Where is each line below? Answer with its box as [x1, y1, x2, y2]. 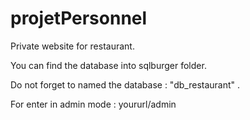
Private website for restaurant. [10, 40, 135, 52]
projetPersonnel [10, 7, 148, 30]
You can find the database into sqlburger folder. [10, 59, 207, 71]
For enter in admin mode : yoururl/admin [10, 98, 177, 110]
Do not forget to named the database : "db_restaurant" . [10, 78, 241, 91]
